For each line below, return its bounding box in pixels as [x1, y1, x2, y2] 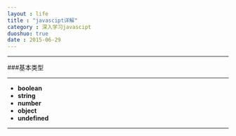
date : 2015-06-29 [7, 37, 61, 44]
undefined [17, 114, 49, 123]
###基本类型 [7, 63, 44, 72]
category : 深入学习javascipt [7, 23, 91, 30]
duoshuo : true [7, 30, 49, 37]
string [17, 92, 36, 100]
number [17, 99, 41, 108]
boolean [17, 84, 42, 92]
